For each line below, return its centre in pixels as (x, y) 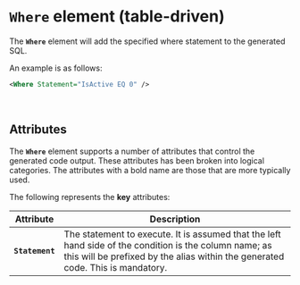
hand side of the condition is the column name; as (168, 245)
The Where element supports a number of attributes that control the (132, 151)
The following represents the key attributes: (90, 197)
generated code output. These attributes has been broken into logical (137, 160)
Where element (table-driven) (117, 17)
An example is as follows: (56, 68)
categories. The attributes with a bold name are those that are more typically (150, 170)
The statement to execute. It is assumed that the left (172, 234)
